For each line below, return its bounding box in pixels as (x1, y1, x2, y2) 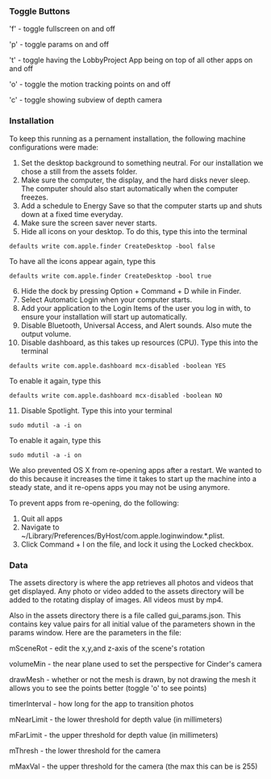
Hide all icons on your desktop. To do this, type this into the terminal (20, 226, 248, 236)
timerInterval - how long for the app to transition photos (9, 698, 194, 708)
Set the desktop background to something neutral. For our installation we (20, 157, 264, 167)
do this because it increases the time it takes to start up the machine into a (9, 474, 257, 484)
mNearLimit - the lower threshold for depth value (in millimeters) (9, 714, 223, 724)
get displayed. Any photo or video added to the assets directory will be (9, 586, 244, 596)
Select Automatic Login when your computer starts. (20, 295, 193, 304)
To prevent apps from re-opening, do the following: (9, 498, 180, 508)
